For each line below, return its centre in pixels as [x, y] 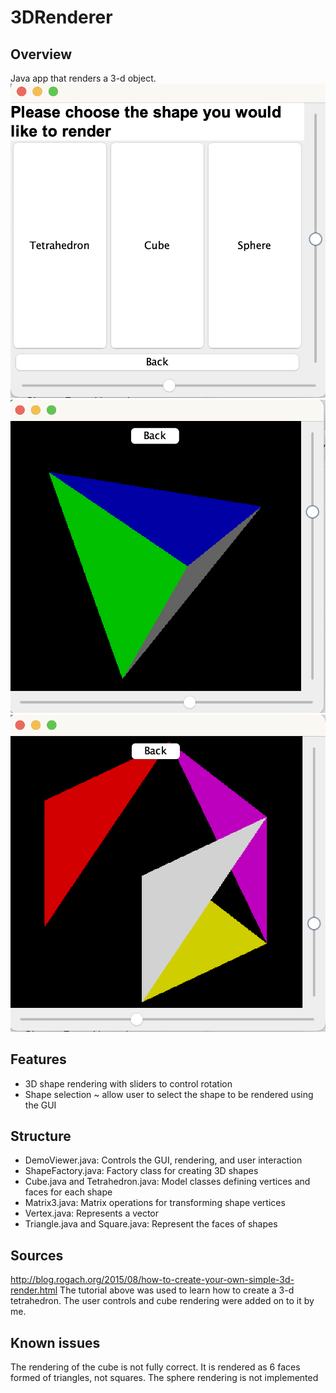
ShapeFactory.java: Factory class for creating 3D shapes [141, 1171]
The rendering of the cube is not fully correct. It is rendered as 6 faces [155, 1367]
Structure [41, 1136]
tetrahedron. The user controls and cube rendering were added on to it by [162, 1301]
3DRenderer [61, 17]
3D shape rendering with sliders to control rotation [128, 1083]
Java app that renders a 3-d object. [83, 78]
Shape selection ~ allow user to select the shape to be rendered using [169, 1094]
